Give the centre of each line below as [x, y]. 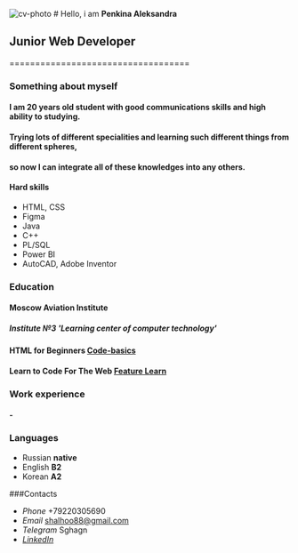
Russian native [49, 457]
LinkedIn [38, 539]
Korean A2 [42, 477]
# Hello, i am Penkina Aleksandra [115, 14]
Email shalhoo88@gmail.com [75, 520]
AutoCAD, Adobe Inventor [69, 263]
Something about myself [64, 86]
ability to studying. [45, 116]
